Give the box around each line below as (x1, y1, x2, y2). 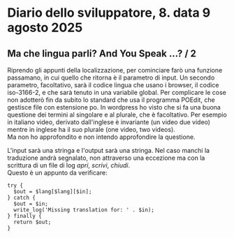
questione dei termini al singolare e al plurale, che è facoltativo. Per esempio (7, 110, 227, 119)
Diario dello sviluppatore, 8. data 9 (7, 5, 211, 21)
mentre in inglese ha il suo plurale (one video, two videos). (7, 126, 176, 133)
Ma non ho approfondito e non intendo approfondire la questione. (7, 133, 196, 141)
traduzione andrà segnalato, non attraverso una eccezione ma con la (7, 154, 205, 162)
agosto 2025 (7, 20, 83, 36)
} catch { (7, 194, 36, 201)
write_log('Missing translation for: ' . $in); (13, 207, 155, 214)
